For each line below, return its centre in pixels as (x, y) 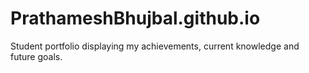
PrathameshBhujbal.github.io (135, 18)
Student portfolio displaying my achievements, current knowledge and (155, 46)
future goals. (36, 56)
